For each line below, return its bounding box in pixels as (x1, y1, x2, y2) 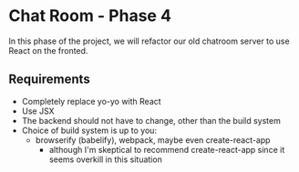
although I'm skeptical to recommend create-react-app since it (48, 144, 285, 155)
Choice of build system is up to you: (21, 125, 157, 136)
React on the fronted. (8, 45, 88, 56)
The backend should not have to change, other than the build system (21, 115, 282, 126)
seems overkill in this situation (48, 154, 163, 165)
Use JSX (21, 106, 56, 116)
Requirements (8, 72, 90, 87)
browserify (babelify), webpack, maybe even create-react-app (35, 134, 271, 146)
